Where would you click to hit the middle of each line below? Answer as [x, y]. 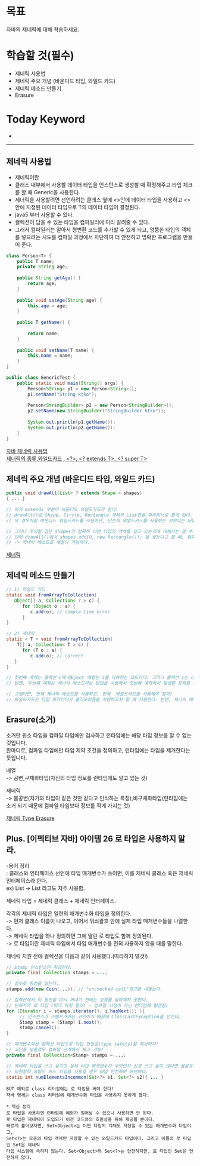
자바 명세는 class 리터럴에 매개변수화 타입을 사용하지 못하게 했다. [78, 1095]
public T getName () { [43, 323]
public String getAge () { [49, 278]
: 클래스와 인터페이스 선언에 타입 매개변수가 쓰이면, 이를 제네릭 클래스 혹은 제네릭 [100, 873]
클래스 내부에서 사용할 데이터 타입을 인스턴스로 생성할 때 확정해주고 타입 [98, 185]
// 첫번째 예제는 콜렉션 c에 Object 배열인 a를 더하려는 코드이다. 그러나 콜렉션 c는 [97, 678]
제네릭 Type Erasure [30, 818]
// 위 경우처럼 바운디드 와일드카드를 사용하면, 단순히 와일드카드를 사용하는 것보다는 [96, 521]
